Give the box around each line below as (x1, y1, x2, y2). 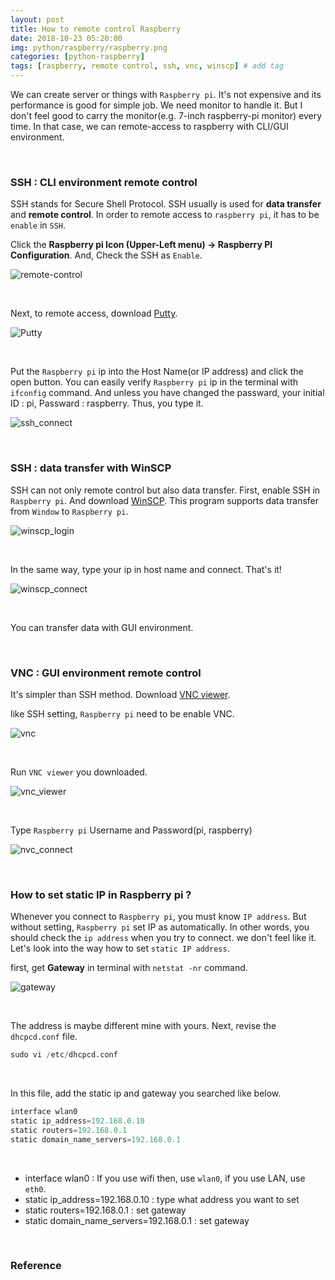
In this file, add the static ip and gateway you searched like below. (10, 1087, 282, 1100)
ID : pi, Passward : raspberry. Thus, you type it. (10, 397, 204, 410)
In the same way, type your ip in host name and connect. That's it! (10, 563, 282, 575)
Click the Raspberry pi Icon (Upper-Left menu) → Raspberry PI (10, 239, 273, 251)
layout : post (10, 14, 65, 25)
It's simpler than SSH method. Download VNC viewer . (10, 688, 231, 700)
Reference (10, 1259, 62, 1273)
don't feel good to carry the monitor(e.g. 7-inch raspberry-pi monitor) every (10, 110, 323, 121)
